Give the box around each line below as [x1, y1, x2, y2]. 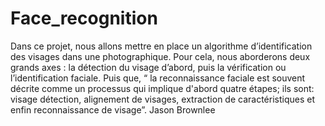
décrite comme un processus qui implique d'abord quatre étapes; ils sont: [10, 82, 315, 94]
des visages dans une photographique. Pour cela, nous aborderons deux [10, 50, 311, 62]
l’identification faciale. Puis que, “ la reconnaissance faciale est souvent [10, 72, 306, 84]
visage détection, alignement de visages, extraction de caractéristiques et [10, 93, 315, 105]
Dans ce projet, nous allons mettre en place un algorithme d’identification [10, 40, 313, 52]
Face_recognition [10, 7, 158, 30]
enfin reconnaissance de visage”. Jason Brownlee [10, 103, 216, 116]
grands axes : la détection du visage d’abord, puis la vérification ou [10, 61, 287, 73]
